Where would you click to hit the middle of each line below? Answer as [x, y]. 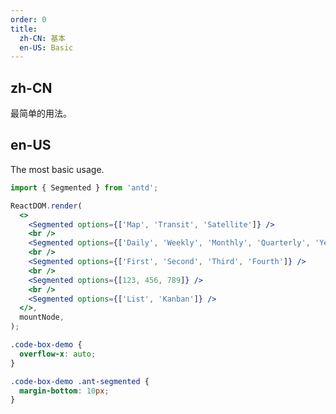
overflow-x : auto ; [58, 354]
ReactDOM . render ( [46, 206]
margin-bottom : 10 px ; [64, 391]
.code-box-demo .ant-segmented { [80, 381]
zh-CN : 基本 [43, 38]
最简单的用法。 [41, 113]
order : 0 [28, 19]
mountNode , [42, 317]
